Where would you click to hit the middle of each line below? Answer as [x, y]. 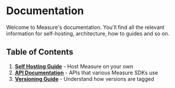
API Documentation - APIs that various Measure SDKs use [86, 73]
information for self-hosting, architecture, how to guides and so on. [88, 33]
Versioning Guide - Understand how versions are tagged [84, 79]
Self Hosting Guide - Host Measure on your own [74, 66]
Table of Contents [40, 52]
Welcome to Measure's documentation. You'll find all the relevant [85, 27]
